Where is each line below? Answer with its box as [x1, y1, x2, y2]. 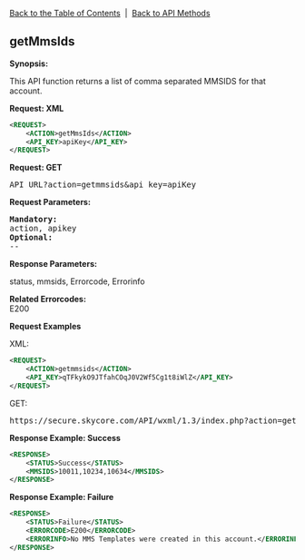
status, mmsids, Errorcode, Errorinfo [9, 276, 145, 287]
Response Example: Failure [9, 492, 114, 503]
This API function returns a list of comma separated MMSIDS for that [9, 75, 266, 86]
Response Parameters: [9, 259, 98, 270]
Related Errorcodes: [9, 294, 86, 305]
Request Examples [9, 321, 82, 332]
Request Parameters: [9, 197, 91, 208]
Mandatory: [9, 214, 58, 225]
